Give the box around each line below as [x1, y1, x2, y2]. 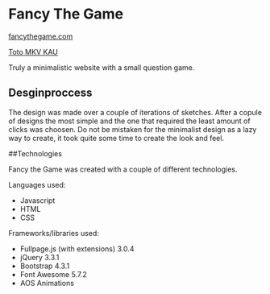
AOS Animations [19, 278, 75, 288]
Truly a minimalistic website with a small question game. [8, 62, 195, 72]
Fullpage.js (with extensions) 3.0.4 [19, 243, 135, 254]
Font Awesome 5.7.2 [19, 269, 87, 279]
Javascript [19, 195, 56, 205]
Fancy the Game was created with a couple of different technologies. [8, 164, 238, 174]
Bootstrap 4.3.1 [19, 261, 70, 271]
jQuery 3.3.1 [19, 252, 60, 262]
